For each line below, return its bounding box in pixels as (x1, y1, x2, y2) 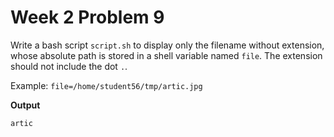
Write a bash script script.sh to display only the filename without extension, (10, 39, 325, 51)
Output (10, 99, 41, 111)
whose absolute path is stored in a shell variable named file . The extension (10, 49, 323, 61)
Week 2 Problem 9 (10, 6, 165, 29)
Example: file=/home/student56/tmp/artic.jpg (10, 79, 203, 91)
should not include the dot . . (10, 60, 128, 72)
